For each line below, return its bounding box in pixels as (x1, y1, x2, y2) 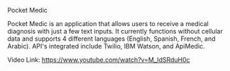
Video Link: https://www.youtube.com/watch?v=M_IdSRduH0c (7, 56, 190, 64)
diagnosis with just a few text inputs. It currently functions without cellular (7, 27, 224, 35)
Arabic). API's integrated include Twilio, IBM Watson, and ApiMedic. (7, 42, 205, 50)
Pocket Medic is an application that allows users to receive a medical (7, 20, 209, 27)
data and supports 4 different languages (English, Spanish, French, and (7, 34, 216, 43)
